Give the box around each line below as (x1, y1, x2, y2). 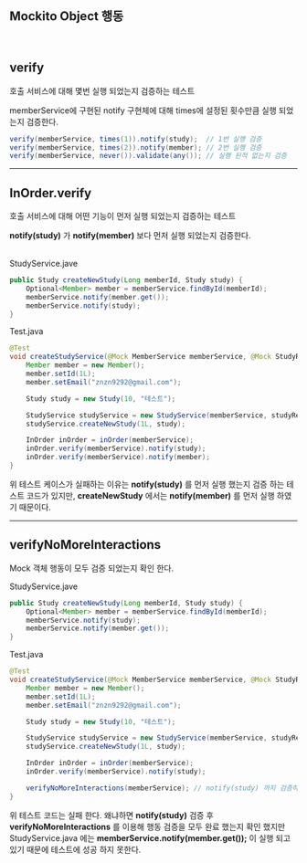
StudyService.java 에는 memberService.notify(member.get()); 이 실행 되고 (9, 832, 291, 843)
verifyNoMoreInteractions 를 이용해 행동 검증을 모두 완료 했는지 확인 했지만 (9, 821, 286, 832)
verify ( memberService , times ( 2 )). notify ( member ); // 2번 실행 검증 (9, 142, 262, 153)
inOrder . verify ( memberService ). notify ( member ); (26, 453, 210, 462)
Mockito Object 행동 (9, 8, 124, 25)
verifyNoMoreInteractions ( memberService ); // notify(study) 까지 (26, 784, 276, 793)
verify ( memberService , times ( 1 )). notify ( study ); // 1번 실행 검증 (9, 134, 262, 143)
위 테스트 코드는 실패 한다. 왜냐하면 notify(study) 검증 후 (9, 809, 215, 820)
